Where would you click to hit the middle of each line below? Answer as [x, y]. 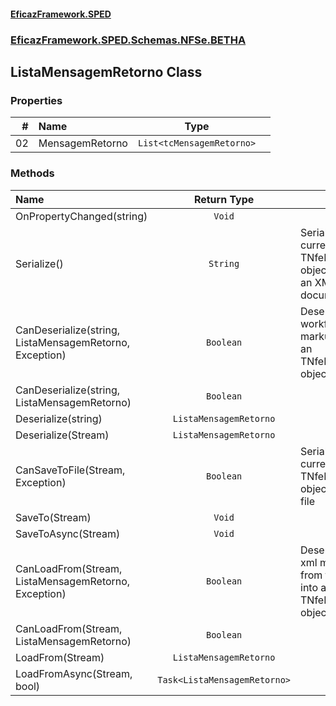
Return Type [224, 199]
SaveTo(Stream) [53, 517]
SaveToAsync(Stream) [68, 533]
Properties [36, 100]
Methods [32, 173]
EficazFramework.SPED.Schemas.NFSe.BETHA [128, 40]
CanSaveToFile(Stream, [70, 470]
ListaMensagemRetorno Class [106, 71]
